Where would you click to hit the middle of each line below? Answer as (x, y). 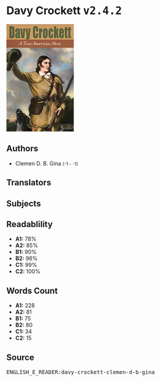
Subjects (24, 204)
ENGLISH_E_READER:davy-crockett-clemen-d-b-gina (80, 372)
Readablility (30, 224)
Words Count (32, 290)
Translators (29, 183)
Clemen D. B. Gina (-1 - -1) (47, 163)
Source (21, 357)
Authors (22, 148)
